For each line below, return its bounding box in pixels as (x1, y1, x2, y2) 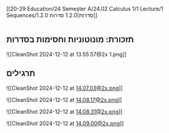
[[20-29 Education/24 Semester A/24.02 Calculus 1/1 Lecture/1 (6, 5, 164, 12)
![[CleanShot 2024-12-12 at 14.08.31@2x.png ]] (6, 107, 123, 115)
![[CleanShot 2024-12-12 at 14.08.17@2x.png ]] (6, 96, 122, 103)
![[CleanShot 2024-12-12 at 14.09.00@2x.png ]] (6, 120, 124, 127)
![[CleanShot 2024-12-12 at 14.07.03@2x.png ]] (6, 84, 123, 92)
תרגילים (6, 68, 35, 78)
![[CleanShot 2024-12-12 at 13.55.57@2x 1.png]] (6, 50, 127, 58)
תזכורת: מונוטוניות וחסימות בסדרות (6, 35, 134, 45)
